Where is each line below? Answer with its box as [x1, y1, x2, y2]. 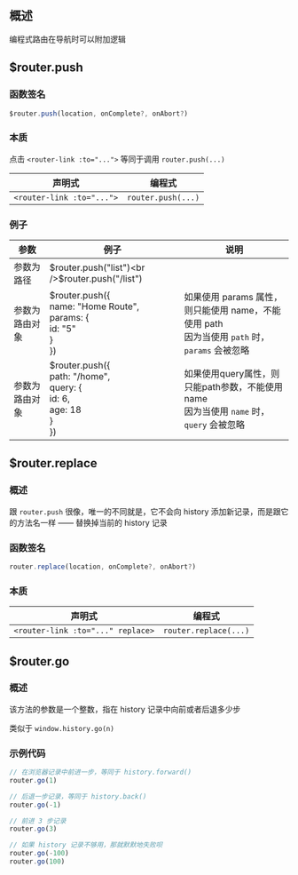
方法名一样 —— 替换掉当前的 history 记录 [16, 517, 169, 528]
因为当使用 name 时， [184, 405, 270, 418]
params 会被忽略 [184, 344, 250, 356]
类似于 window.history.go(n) [9, 722, 115, 733]
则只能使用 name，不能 [184, 304, 281, 316]
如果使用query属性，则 [184, 367, 280, 379]
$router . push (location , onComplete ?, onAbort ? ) [9, 109, 189, 118]
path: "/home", [49, 370, 111, 382]
